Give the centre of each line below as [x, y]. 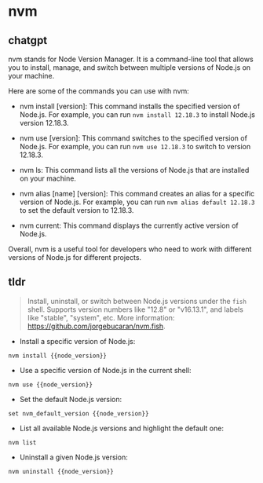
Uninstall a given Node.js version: [73, 457]
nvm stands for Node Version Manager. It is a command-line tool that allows [131, 59]
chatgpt [28, 40]
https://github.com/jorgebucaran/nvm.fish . [97, 326]
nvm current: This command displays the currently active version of [129, 225]
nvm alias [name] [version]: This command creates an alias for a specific [137, 194]
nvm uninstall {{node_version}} [61, 471]
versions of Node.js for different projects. [75, 257]
